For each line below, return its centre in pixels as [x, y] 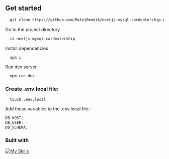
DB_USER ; [14, 123]
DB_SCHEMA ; [17, 127]
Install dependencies [27, 48]
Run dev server [21, 67]
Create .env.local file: [32, 89]
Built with [17, 140]
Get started [23, 8]
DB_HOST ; [14, 118]
